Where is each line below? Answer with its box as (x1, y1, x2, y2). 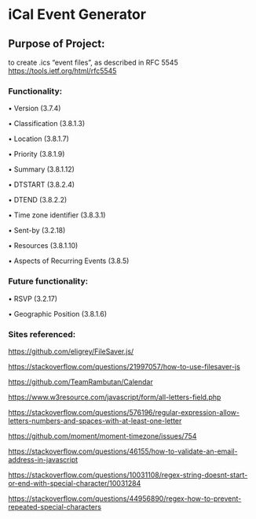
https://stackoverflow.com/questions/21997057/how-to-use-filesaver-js (8, 361, 241, 371)
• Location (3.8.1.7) (8, 134, 69, 143)
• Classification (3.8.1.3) (8, 119, 86, 128)
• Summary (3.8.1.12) (8, 165, 75, 174)
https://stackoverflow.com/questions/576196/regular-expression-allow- (8, 407, 240, 417)
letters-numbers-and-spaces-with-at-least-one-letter (8, 416, 182, 425)
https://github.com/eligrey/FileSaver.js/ (8, 347, 134, 356)
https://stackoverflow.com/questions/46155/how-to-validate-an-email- (8, 447, 238, 456)
